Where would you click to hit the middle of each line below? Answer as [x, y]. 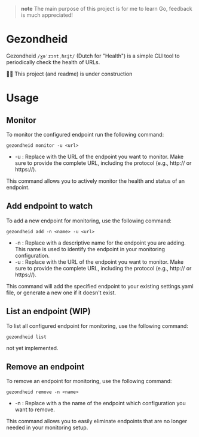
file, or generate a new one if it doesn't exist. [61, 293]
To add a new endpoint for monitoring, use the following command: [89, 221]
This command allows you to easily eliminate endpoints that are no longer [97, 421]
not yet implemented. [32, 348]
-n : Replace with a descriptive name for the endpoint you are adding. [100, 243]
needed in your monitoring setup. [47, 427]
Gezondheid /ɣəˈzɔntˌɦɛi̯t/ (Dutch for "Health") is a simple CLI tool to [93, 56]
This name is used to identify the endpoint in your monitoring [90, 249]
